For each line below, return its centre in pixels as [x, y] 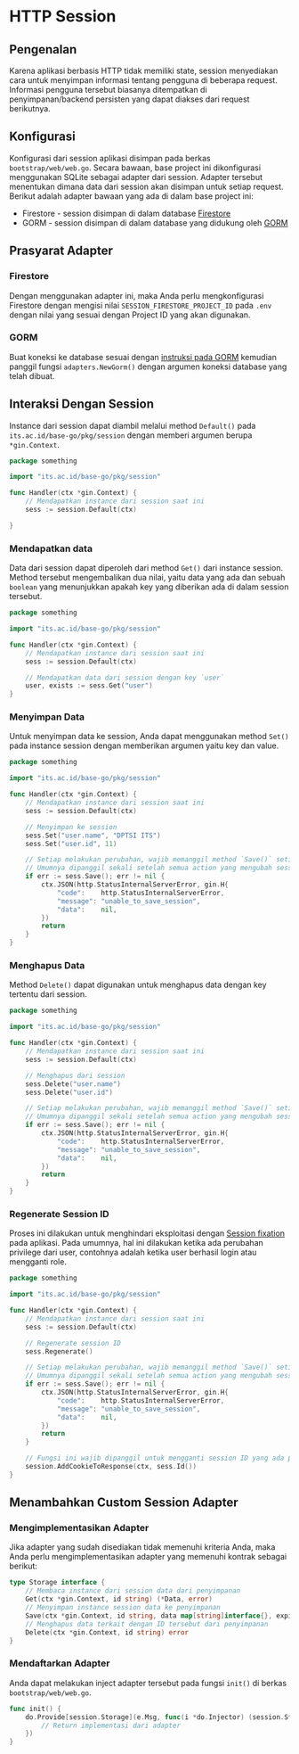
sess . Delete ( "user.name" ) [73, 1084]
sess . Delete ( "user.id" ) [69, 1092]
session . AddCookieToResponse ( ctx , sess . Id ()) [111, 1467]
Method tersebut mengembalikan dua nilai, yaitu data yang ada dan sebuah [147, 578]
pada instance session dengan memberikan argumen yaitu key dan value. [144, 745]
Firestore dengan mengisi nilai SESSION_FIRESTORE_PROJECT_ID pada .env [141, 305]
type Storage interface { [57, 1583]
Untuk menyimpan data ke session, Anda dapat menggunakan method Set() [149, 737]
